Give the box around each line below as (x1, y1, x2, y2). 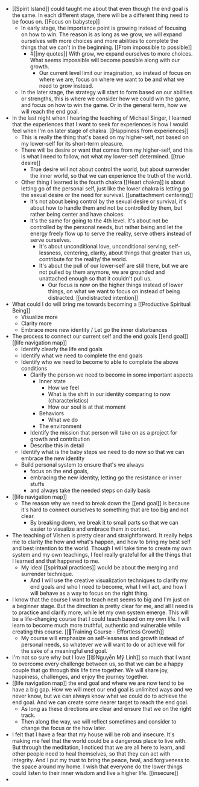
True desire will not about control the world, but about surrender (30, 166, 190, 173)
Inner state (39, 378, 66, 384)
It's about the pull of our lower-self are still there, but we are (39, 262, 188, 269)
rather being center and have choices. (30, 211, 125, 218)
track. (21, 711, 36, 719)
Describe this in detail (30, 442, 84, 449)
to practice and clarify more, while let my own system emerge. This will (11, 609, 189, 616)
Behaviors (39, 410, 65, 416)
